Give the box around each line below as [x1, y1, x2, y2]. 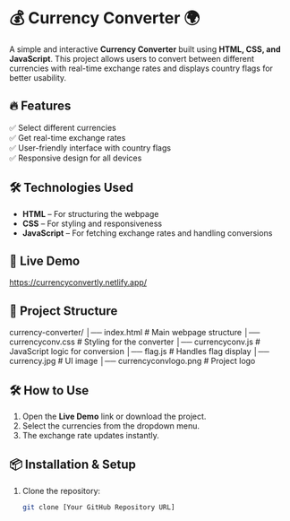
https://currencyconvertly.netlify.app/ [9, 277, 148, 288]
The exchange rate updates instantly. [21, 430, 159, 440]
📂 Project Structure [9, 303, 118, 318]
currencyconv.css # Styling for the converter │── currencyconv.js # [9, 336, 261, 347]
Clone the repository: [21, 485, 101, 496]
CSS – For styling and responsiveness [21, 218, 163, 229]
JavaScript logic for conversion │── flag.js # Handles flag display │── [9, 346, 270, 357]
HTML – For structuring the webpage [21, 208, 159, 219]
